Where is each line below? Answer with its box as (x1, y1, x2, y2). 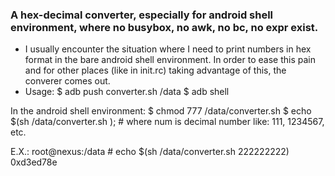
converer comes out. (24, 75, 111, 87)
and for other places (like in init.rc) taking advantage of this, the (24, 64, 287, 77)
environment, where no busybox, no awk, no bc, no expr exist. (10, 20, 319, 34)
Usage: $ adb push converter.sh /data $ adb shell (24, 86, 230, 98)
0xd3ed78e (10, 156, 58, 168)
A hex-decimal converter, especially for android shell (10, 8, 274, 22)
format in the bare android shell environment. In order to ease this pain (24, 54, 316, 66)
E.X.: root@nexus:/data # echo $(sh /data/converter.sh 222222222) (10, 146, 290, 158)
